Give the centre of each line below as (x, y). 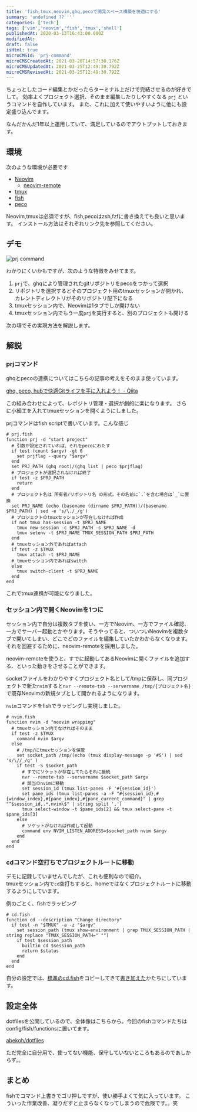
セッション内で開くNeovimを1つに (55, 610)
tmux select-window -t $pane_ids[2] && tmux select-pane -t (97, 809)
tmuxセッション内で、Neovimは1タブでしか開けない (77, 305)
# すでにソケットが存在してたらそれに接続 (66, 772)
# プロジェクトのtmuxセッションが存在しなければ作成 (67, 517)
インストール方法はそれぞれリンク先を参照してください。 (87, 224)
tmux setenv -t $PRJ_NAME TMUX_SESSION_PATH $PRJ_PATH (85, 533)
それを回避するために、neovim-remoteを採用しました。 (74, 646)
